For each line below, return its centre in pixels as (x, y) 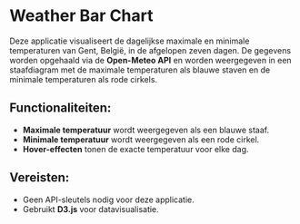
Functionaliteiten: (60, 108)
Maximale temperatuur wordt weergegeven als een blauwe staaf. (146, 130)
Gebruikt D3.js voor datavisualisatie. (90, 209)
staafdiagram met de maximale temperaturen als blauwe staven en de (140, 70)
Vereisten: (40, 178)
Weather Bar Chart (81, 16)
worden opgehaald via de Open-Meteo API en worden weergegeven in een (151, 60)
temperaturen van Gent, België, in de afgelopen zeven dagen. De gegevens (150, 50)
